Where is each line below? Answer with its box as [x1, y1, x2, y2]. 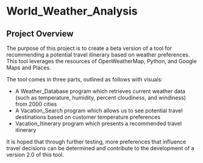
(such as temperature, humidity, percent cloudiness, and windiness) [15, 94, 186, 101]
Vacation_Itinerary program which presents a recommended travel [15, 120, 182, 127]
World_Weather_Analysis [6, 4, 138, 18]
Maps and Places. [6, 64, 51, 71]
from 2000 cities [15, 100, 57, 108]
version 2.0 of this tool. [6, 151, 65, 158]
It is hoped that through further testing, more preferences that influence [6, 138, 187, 145]
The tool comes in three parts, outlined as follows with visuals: [6, 76, 163, 83]
